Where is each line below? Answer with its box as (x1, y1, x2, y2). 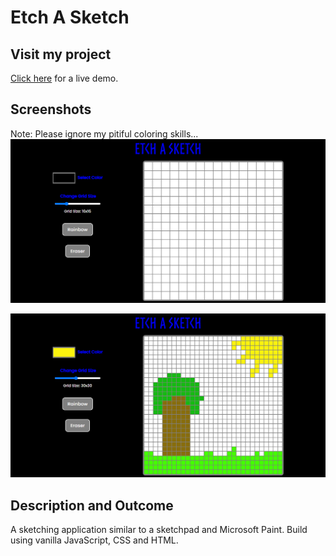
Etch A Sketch (10, 6, 130, 29)
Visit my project (10, 46, 112, 63)
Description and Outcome (10, 497, 174, 514)
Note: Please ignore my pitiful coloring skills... (10, 127, 199, 140)
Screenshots (10, 101, 92, 118)
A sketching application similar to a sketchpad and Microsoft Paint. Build (10, 524, 308, 536)
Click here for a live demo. (10, 72, 119, 84)
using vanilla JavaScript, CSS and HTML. (10, 534, 179, 546)
